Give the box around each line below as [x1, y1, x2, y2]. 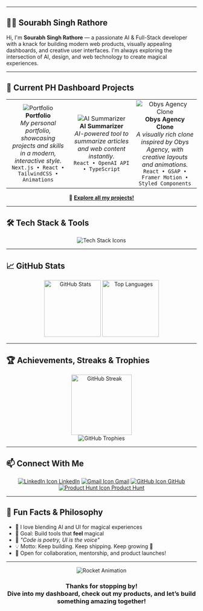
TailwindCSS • [18, 170, 59, 177]
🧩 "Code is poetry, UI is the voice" [14, 536, 100, 543]
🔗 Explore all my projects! [68, 194, 135, 201]
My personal [20, 118, 56, 127]
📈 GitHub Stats [6, 260, 65, 271]
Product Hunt [111, 484, 145, 491]
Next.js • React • [11, 164, 65, 171]
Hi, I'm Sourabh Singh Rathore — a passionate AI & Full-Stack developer [6, 34, 188, 41]
